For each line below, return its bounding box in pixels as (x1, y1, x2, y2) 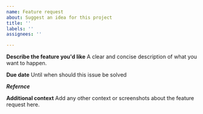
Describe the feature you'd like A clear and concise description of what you (6, 53, 198, 60)
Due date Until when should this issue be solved (6, 71, 127, 78)
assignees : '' (6, 31, 42, 37)
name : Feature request (6, 8, 64, 15)
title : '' (6, 20, 32, 26)
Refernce (6, 83, 30, 90)
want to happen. (6, 60, 47, 67)
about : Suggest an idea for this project (6, 14, 113, 21)
